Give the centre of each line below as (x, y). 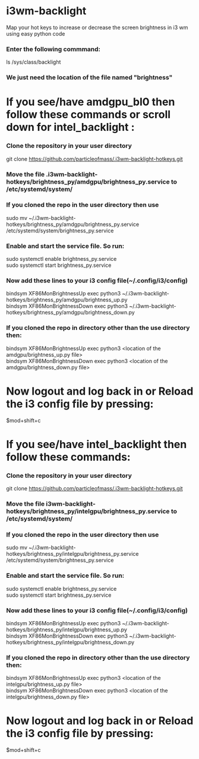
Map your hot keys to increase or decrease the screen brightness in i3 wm (97, 27)
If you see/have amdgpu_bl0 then (91, 102)
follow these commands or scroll (89, 115)
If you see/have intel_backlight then (97, 444)
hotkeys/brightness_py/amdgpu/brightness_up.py (67, 300)
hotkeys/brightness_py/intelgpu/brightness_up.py (67, 629)
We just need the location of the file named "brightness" (89, 77)
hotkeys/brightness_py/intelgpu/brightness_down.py (70, 642)
